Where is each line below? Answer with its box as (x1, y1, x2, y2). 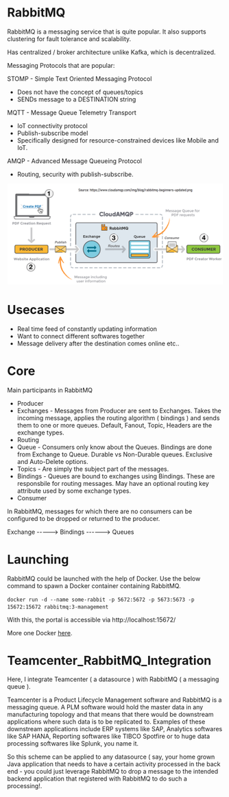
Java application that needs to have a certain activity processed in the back (7, 760, 221, 768)
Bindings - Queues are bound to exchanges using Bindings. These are (16, 471, 215, 480)
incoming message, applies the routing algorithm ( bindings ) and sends (16, 413, 220, 422)
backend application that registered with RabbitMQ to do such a (7, 774, 187, 783)
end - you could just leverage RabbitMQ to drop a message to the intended (7, 768, 219, 776)
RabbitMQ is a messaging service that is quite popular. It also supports (7, 27, 207, 36)
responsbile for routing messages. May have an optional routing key (16, 479, 209, 487)
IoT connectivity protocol (16, 121, 88, 130)
